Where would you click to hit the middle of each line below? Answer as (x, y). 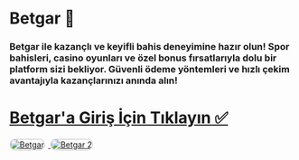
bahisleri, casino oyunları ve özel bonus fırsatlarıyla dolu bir (143, 58)
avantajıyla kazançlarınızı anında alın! (93, 80)
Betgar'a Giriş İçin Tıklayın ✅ (119, 118)
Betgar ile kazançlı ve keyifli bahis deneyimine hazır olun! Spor (149, 47)
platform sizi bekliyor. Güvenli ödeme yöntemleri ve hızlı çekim (150, 70)
